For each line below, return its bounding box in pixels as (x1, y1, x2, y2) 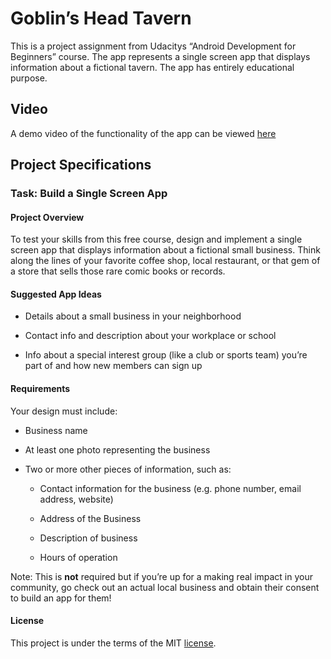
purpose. (10, 72, 48, 84)
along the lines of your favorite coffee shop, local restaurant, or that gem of (10, 255, 321, 267)
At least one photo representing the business (24, 443, 211, 456)
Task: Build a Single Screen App (10, 187, 168, 201)
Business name (24, 424, 88, 436)
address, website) (39, 493, 114, 505)
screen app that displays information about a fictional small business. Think (10, 244, 321, 256)
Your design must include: (10, 405, 118, 417)
